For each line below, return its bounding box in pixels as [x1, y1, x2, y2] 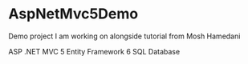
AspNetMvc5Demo [8, 5, 139, 23]
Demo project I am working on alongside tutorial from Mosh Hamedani [8, 31, 241, 41]
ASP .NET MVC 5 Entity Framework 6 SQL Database [8, 46, 181, 56]
